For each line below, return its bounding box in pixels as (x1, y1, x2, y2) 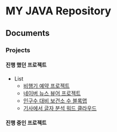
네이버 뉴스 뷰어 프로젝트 (23, 90, 81, 97)
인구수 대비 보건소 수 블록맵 (23, 97, 87, 104)
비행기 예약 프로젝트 (23, 82, 70, 89)
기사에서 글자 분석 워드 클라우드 (23, 105, 97, 112)
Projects (5, 46, 30, 54)
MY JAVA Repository (5, 4, 112, 18)
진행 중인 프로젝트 (5, 119, 47, 127)
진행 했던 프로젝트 (5, 62, 47, 69)
